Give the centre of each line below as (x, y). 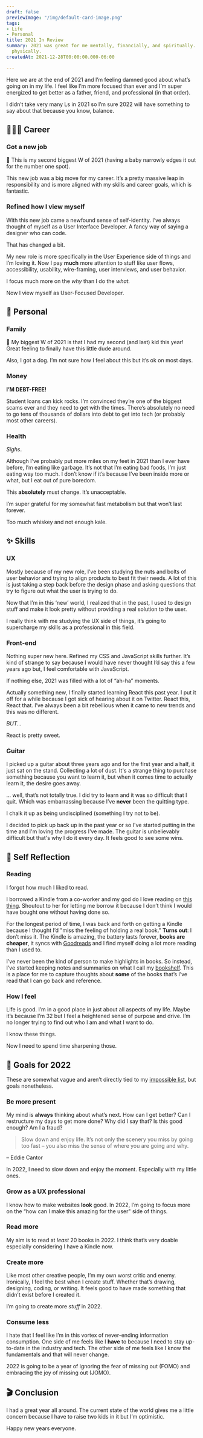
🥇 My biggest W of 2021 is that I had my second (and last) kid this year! (95, 342)
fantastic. (18, 191)
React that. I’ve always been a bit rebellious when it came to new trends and (101, 705)
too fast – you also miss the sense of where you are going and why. (105, 1146)
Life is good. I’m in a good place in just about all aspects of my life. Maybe (98, 1010)
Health (16, 436)
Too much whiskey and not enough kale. (56, 522)
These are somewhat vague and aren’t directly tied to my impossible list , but (101, 1079)
